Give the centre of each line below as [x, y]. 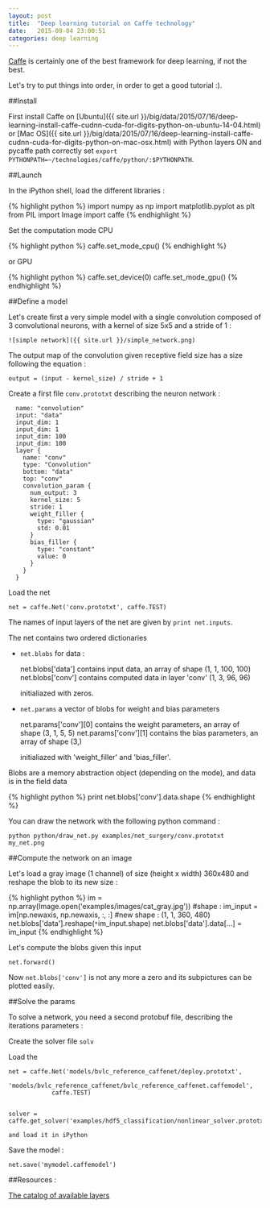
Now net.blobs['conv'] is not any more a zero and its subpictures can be [130, 978]
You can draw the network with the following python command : [114, 821]
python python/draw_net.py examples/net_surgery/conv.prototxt [117, 836]
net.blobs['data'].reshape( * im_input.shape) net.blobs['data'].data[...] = [125, 924]
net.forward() [32, 963]
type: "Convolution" [57, 465]
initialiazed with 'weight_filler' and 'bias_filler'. [95, 758]
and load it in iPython [48, 1135]
